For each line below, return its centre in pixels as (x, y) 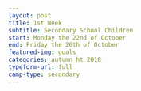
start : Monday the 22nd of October (67, 38)
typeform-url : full (41, 67)
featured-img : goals (43, 52)
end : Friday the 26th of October (64, 45)
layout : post (30, 15)
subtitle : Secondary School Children (71, 30)
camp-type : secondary (44, 74)
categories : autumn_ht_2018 (55, 60)
